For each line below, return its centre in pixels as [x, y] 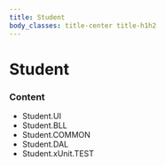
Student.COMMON [56, 134]
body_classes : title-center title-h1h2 [83, 26]
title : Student [37, 17]
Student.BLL [45, 125]
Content [27, 96]
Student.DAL [45, 144]
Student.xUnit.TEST [58, 153]
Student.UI [42, 116]
